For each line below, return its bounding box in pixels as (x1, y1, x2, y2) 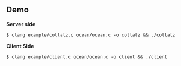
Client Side (6, 42, 34, 49)
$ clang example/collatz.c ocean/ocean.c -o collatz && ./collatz (6, 32, 176, 38)
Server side (6, 20, 36, 27)
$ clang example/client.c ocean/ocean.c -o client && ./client (6, 54, 168, 60)
